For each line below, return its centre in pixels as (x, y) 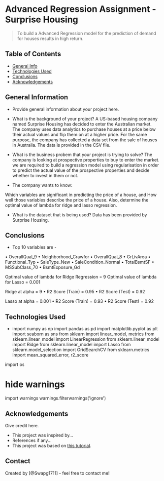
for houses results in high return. (50, 39)
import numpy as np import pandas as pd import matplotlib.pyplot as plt (85, 329)
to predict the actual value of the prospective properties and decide (81, 170)
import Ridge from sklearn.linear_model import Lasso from (71, 345)
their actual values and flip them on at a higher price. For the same (80, 134)
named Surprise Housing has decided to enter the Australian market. (82, 124)
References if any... (32, 440)
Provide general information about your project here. (66, 109)
